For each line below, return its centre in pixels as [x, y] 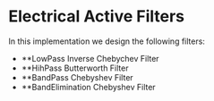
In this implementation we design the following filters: [107, 41]
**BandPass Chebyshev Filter [77, 77]
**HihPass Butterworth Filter [75, 68]
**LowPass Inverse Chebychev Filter [90, 58]
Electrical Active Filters [97, 17]
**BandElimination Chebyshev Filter [88, 87]
